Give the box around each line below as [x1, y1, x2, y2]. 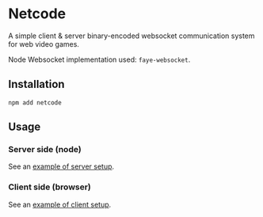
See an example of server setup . [8, 162, 115, 171]
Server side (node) [8, 144, 82, 155]
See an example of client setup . [8, 200, 112, 209]
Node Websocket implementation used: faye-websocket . [8, 55, 191, 64]
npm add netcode [8, 98, 62, 107]
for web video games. [8, 39, 79, 48]
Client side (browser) [8, 181, 91, 192]
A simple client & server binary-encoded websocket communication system [8, 31, 255, 40]
